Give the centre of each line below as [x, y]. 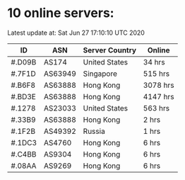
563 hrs [156, 108]
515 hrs [156, 74]
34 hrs [154, 62]
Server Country [109, 50]
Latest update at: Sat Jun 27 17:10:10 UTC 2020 [76, 33]
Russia [94, 131]
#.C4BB [24, 154]
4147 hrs [159, 96]
